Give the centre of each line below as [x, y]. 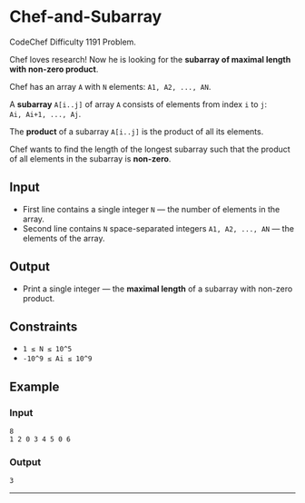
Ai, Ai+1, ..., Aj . [45, 113]
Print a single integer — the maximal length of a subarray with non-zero [157, 289]
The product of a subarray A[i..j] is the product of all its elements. [137, 131]
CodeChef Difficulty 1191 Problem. [73, 42]
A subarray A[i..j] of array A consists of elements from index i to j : [138, 104]
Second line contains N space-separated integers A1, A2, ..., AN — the [158, 228]
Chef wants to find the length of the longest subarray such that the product [150, 149]
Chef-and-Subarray [86, 17]
